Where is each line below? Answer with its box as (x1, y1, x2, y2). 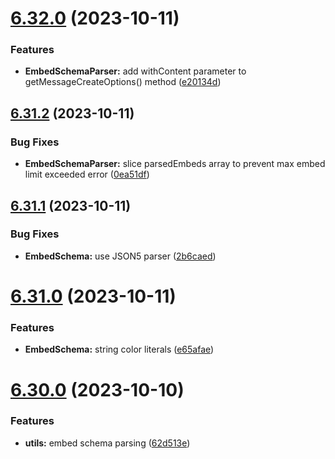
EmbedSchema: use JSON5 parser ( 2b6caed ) (24, 250, 217, 262)
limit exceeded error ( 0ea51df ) (24, 168, 150, 181)
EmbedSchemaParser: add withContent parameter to (24, 65, 247, 77)
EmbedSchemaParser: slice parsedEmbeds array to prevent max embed (24, 158, 326, 170)
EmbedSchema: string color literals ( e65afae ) (24, 343, 215, 356)
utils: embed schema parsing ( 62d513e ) (24, 437, 191, 449)
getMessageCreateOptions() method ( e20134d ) (24, 76, 222, 88)
